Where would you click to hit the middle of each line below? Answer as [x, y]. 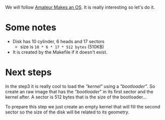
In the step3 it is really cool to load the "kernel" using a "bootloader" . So [80, 86]
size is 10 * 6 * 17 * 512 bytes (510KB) [62, 47]
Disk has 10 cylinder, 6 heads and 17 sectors [59, 41]
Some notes [31, 28]
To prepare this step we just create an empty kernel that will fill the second [83, 106]
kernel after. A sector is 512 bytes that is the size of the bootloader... [76, 97]
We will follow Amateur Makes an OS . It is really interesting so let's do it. [80, 7]
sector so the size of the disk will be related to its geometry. [67, 112]
